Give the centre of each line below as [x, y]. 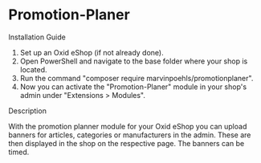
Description [27, 111]
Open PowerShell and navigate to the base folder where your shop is [134, 61]
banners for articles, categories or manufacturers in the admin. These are [130, 135]
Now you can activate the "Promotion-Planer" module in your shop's [133, 87]
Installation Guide [37, 37]
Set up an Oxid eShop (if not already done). [92, 52]
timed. [19, 152]
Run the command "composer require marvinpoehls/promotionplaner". [137, 78]
